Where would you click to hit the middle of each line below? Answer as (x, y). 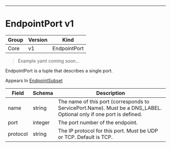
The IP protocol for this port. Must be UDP (108, 131)
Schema (43, 93)
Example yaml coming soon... (49, 61)
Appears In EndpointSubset (34, 80)
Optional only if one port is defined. (100, 114)
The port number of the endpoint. (98, 122)
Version (38, 40)
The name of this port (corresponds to (104, 101)
